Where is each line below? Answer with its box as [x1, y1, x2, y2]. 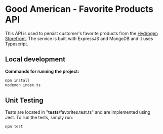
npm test [5, 124, 23, 129]
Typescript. [5, 41, 29, 46]
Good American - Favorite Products [5, 3, 154, 15]
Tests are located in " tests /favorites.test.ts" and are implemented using [5, 109, 151, 115]
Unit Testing [5, 96, 43, 104]
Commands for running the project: [5, 68, 80, 74]
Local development [5, 55, 66, 64]
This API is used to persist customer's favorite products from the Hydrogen [5, 30, 158, 36]
